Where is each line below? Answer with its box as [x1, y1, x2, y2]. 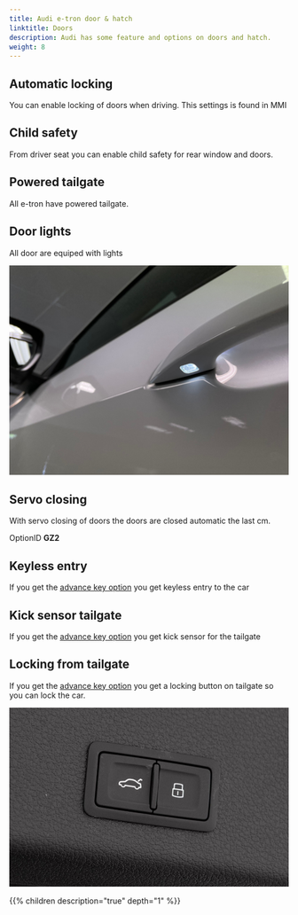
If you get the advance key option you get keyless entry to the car [9, 582, 250, 593]
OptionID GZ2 [9, 533, 60, 544]
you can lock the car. [9, 690, 86, 700]
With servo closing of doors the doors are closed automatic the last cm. [9, 515, 271, 527]
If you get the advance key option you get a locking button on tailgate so [9, 680, 274, 691]
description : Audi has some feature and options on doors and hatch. [9, 33, 272, 42]
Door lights [9, 224, 72, 239]
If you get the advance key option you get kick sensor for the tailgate [9, 630, 262, 642]
